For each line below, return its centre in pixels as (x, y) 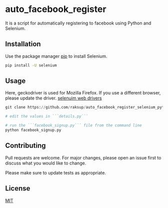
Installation (23, 44)
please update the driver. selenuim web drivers (53, 98)
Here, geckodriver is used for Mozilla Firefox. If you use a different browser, (83, 93)
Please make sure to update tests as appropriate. (56, 172)
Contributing (25, 146)
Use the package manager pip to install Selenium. (56, 56)
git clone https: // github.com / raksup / (45, 107)
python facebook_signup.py (33, 130)
